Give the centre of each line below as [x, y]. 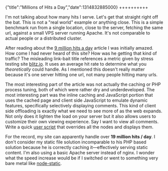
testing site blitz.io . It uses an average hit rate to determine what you [76, 64]
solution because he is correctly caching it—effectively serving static [76, 147]
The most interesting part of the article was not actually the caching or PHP [83, 84]
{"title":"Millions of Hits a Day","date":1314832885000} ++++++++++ [77, 7]
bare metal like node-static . [33, 163]
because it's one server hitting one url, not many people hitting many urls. [81, 74]
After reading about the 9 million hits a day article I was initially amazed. [79, 48]
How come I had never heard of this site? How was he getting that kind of [81, 53]
